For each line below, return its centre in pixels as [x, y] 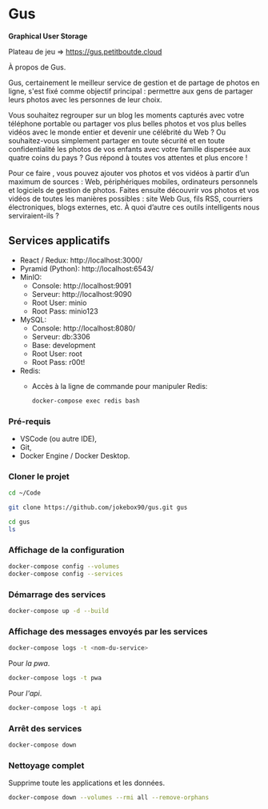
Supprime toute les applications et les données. [87, 783]
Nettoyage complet [46, 765]
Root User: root [57, 354]
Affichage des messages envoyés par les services [108, 631]
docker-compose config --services [66, 574]
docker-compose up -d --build [59, 611]
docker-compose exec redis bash [86, 401]
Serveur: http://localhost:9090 [82, 294]
